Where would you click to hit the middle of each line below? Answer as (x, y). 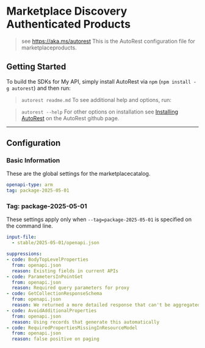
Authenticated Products (69, 24)
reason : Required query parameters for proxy (71, 288)
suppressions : (24, 254)
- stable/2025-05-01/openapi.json (56, 243)
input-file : (21, 237)
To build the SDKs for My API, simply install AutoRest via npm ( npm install (99, 81)
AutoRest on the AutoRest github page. (70, 118)
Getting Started (36, 67)
